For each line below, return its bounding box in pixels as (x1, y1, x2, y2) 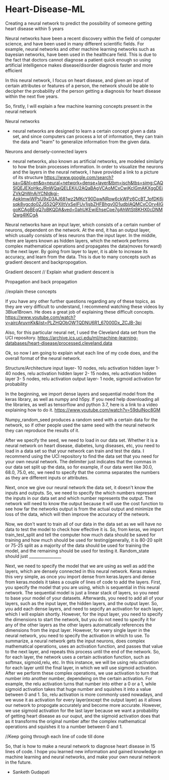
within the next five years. (5, 93, 59, 99)
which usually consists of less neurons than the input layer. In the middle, (5, 232, 157, 238)
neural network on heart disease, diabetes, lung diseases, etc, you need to (5, 442, 160, 448)
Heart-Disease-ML (5, 4, 86, 15)
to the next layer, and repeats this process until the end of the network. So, (5, 648, 160, 654)
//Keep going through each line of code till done (5, 733, 105, 739)
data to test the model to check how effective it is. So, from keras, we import (5, 526, 163, 532)
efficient (5, 67, 23, 74)
